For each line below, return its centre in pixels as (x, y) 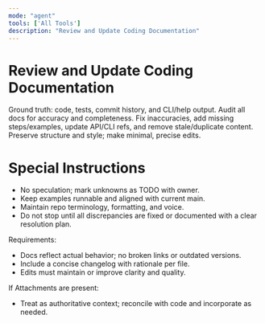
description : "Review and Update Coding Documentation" (104, 31)
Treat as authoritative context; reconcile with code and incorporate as (136, 304)
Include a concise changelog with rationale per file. (105, 264)
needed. (34, 312)
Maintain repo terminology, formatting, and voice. (102, 207)
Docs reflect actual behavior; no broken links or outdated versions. (130, 256)
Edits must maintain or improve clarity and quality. (103, 272)
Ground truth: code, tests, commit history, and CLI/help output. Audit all (127, 110)
